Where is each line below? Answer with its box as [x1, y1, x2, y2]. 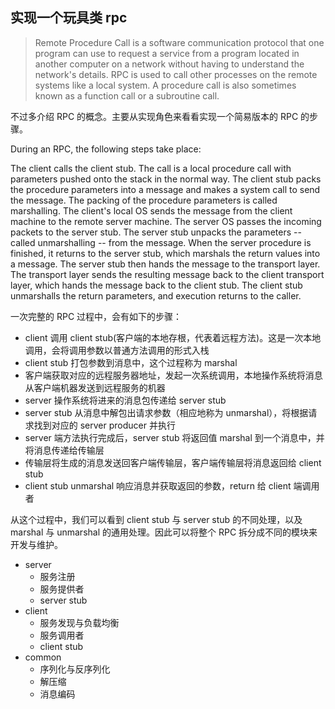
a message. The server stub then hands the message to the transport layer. [10, 258, 321, 270]
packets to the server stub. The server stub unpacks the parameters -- [10, 226, 302, 238]
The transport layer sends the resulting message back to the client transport [10, 268, 325, 280]
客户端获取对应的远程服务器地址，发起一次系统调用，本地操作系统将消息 [24, 369, 323, 381]
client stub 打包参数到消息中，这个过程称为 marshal [24, 356, 238, 368]
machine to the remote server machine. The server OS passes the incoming [10, 215, 322, 227]
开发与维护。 [10, 538, 63, 550]
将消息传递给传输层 [24, 444, 105, 456]
